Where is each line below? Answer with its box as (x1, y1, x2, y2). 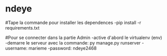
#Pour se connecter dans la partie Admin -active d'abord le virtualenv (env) (5, 34, 162, 40)
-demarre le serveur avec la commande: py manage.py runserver (5, 39, 141, 45)
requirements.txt (5, 24, 40, 30)
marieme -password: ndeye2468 (28, 45, 97, 51)
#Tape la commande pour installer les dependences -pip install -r (5, 19, 141, 25)
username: (5, 45, 28, 51)
